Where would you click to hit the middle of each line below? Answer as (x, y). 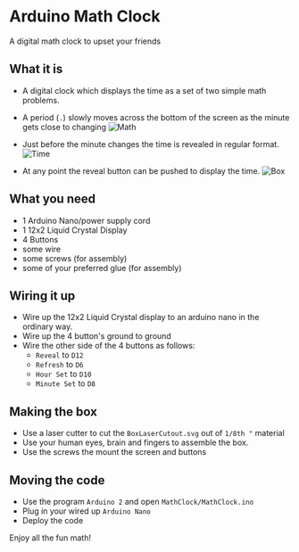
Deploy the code (53, 520)
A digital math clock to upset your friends (85, 41)
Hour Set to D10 (63, 374)
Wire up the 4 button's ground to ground (96, 336)
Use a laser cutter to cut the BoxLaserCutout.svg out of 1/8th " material (154, 433)
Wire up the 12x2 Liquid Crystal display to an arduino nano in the (141, 317)
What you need (53, 199)
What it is (36, 69)
